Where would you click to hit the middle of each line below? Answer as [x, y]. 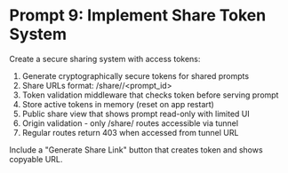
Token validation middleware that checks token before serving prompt [150, 95]
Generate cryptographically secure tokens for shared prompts [136, 75]
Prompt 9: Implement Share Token [138, 16]
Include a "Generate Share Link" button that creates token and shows [136, 149]
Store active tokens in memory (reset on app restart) [118, 104]
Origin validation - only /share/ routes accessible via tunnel [130, 123]
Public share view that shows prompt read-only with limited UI [136, 114]
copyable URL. [36, 159]
